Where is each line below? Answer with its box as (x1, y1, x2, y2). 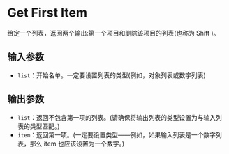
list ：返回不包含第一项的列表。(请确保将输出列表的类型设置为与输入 (17, 113, 216, 121)
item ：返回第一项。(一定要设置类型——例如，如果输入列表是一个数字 (17, 130, 216, 139)
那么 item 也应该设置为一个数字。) (29, 139, 125, 148)
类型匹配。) (29, 122, 60, 130)
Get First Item (7, 5, 88, 21)
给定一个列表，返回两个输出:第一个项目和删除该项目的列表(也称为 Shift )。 (7, 29, 220, 37)
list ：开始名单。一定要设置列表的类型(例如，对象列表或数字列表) (17, 71, 206, 79)
